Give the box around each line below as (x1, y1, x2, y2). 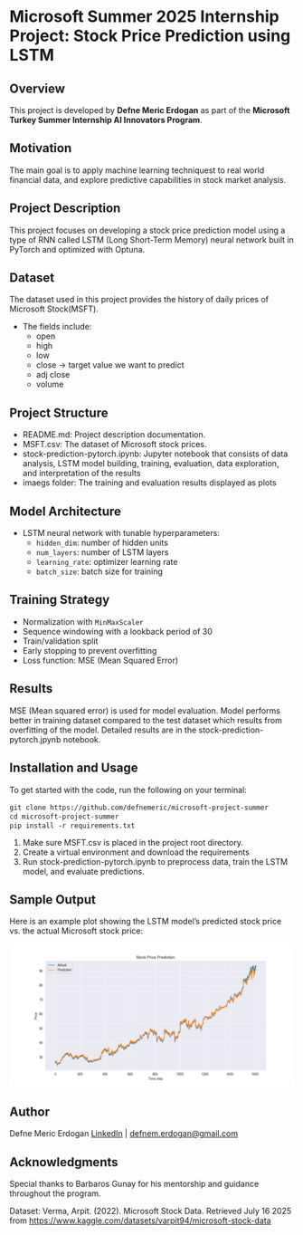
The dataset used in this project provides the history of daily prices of (9, 294, 270, 305)
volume (35, 378, 64, 390)
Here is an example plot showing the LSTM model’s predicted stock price (9, 916, 282, 927)
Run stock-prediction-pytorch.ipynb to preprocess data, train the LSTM (22, 856, 288, 866)
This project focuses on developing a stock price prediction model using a (9, 225, 286, 235)
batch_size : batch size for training (35, 566, 163, 577)
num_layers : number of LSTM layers (35, 547, 169, 558)
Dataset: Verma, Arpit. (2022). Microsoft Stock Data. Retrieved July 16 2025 (9, 1205, 292, 1216)
